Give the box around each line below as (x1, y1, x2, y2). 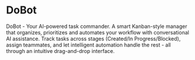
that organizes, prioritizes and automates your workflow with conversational (6, 29, 189, 36)
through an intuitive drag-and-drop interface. (6, 47, 115, 54)
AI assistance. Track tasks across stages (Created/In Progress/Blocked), (6, 35, 181, 42)
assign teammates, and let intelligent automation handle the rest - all (6, 41, 171, 48)
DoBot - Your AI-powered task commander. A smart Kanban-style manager (6, 23, 187, 30)
